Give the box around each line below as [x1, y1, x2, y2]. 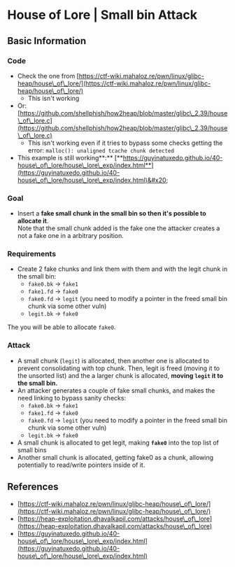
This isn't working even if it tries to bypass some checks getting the [27, 139, 223, 147]
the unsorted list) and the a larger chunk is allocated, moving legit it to [17, 371, 224, 379]
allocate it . [17, 217, 49, 225]
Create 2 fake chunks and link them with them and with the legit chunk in [17, 265, 228, 273]
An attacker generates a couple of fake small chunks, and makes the [17, 386, 215, 395]
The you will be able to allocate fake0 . [7, 323, 116, 332]
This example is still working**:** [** [17, 153, 124, 162]
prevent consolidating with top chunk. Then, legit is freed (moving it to [17, 364, 220, 372]
